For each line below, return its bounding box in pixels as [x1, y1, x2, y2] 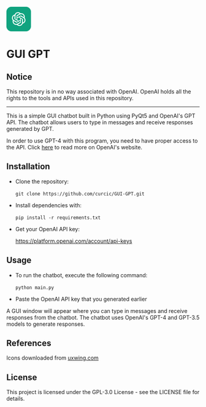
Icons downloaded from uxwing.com [6, 354, 99, 362]
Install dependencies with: [15, 201, 82, 209]
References [6, 338, 51, 349]
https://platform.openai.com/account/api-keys [15, 237, 132, 245]
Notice [6, 71, 32, 82]
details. [6, 395, 25, 403]
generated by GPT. [6, 125, 54, 132]
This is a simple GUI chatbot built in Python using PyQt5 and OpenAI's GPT [6, 112, 196, 119]
